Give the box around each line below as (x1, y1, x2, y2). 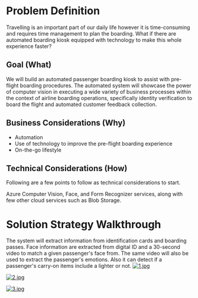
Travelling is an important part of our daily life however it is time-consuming (6, 24, 190, 31)
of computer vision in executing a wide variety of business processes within (6, 88, 191, 95)
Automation (14, 133, 43, 140)
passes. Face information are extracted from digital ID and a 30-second (6, 243, 180, 251)
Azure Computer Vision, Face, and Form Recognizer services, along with (6, 191, 183, 198)
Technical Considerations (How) (6, 163, 128, 173)
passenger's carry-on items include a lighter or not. (6, 262, 132, 270)
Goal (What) (6, 60, 52, 70)
